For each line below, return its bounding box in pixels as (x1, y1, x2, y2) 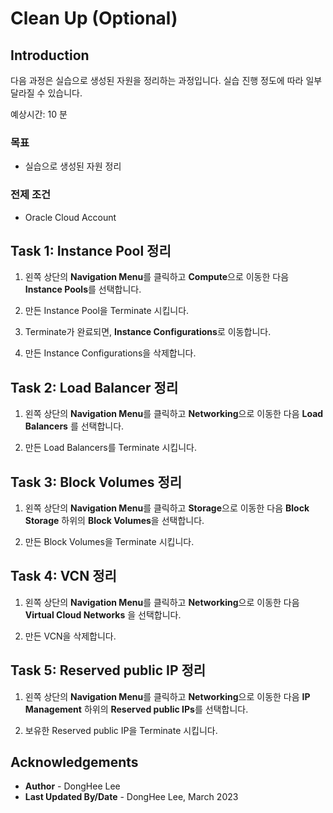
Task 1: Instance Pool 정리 (10, 242, 172, 259)
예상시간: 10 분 (10, 108, 68, 120)
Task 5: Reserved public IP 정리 (10, 662, 207, 679)
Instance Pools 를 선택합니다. (24, 283, 142, 296)
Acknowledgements (10, 754, 139, 771)
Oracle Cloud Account (24, 211, 117, 223)
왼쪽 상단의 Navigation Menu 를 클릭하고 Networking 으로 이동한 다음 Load (24, 408, 324, 420)
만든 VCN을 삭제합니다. (24, 630, 117, 642)
